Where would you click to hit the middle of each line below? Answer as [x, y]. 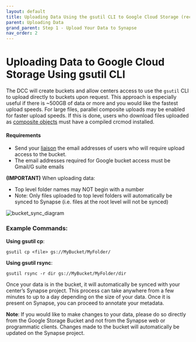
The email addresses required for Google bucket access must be [92, 161]
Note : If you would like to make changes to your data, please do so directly [96, 314]
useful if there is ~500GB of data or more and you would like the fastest [92, 103]
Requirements [24, 135]
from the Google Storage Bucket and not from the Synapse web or [86, 320]
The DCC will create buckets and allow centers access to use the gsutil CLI [97, 91]
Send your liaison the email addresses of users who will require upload [99, 148]
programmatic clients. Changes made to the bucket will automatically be [93, 327]
